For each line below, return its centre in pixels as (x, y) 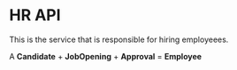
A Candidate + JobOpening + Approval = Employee (105, 56)
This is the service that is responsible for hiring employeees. (119, 39)
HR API (35, 15)
